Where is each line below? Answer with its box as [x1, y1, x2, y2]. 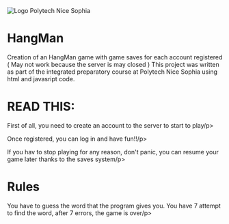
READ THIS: [7, 99, 75, 115]
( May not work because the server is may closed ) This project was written [7, 60, 220, 68]
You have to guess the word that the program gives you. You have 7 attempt [7, 201, 221, 210]
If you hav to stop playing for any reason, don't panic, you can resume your [7, 148, 219, 156]
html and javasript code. [7, 74, 75, 83]
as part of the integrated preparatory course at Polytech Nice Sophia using [7, 68, 217, 76]
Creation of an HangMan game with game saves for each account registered [7, 53, 223, 61]
